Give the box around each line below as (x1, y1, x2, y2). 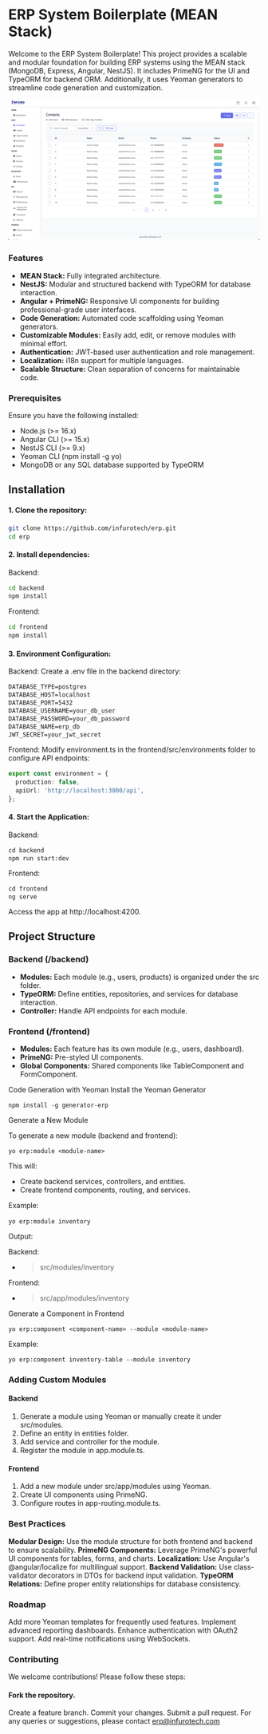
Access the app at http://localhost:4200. (8, 906, 141, 916)
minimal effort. (19, 338, 68, 348)
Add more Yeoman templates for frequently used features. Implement (8, 1617, 237, 1626)
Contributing (8, 1653, 59, 1665)
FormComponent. (19, 1069, 78, 1079)
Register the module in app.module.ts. (19, 1446, 145, 1456)
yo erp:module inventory (8, 1217, 91, 1226)
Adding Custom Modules (8, 1374, 107, 1385)
